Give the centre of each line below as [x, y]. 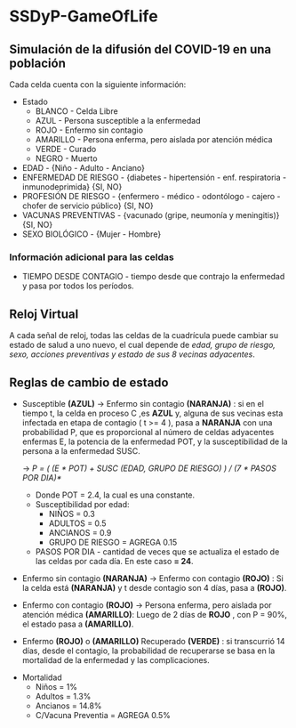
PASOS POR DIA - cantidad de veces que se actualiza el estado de [157, 551]
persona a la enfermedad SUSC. [81, 450]
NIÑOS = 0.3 [72, 514]
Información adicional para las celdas [92, 257]
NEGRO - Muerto [66, 158]
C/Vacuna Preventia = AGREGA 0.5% [103, 715]
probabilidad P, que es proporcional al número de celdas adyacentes [148, 432]
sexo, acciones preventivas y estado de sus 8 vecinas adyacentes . [132, 354]
